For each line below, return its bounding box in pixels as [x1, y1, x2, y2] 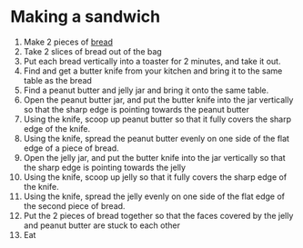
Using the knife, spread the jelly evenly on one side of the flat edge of [23, 191, 286, 202]
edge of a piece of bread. [23, 143, 119, 154]
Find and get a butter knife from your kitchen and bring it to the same [23, 65, 283, 76]
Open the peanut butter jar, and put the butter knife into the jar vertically [23, 94, 294, 105]
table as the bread [23, 74, 92, 85]
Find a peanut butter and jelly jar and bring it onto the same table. [23, 84, 269, 95]
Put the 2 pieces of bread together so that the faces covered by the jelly [23, 210, 294, 221]
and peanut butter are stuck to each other [23, 220, 181, 231]
